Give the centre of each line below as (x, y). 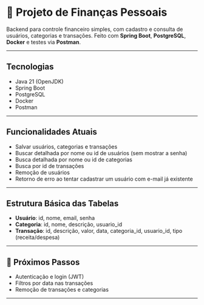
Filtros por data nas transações (54, 283)
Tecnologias (30, 67)
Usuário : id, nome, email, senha (55, 218)
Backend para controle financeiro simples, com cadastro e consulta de (95, 29)
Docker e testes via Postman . (43, 42)
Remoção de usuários (42, 172)
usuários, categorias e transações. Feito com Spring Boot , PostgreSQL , (96, 35)
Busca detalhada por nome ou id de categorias (73, 159)
